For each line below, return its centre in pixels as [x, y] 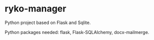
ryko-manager [35, 9]
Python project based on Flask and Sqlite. [48, 22]
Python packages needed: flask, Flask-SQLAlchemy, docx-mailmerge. [77, 32]
